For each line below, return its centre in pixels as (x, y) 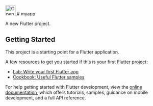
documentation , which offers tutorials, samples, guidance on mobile (76, 92)
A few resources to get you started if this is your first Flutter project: (76, 62)
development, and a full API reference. (46, 98)
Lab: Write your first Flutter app (46, 71)
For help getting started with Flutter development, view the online (74, 87)
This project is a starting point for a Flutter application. (62, 52)
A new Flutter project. (28, 23)
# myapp (26, 14)
